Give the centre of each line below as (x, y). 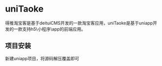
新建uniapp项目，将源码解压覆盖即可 (42, 58)
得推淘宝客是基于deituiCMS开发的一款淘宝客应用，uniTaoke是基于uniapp (79, 23)
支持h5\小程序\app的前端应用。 (54, 29)
